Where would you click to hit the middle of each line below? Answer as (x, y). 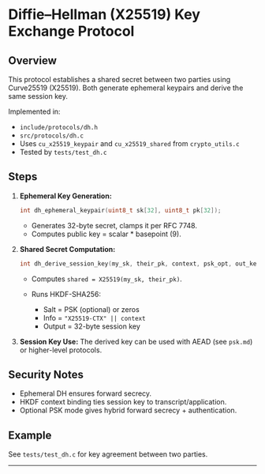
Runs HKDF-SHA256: (66, 294)
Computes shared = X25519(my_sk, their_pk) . (107, 279)
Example (30, 435)
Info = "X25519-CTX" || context (94, 318)
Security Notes (46, 374)
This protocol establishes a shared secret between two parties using (119, 79)
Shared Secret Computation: (67, 249)
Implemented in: (34, 111)
